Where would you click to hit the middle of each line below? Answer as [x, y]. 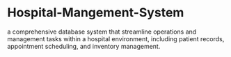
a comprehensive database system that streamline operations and [102, 32]
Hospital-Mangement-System [96, 13]
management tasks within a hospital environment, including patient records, [116, 38]
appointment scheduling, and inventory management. [84, 46]
